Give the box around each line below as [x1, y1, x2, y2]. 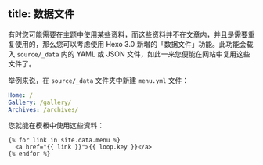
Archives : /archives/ [8, 106, 79, 113]
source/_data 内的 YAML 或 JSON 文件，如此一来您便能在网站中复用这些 [16, 49, 250, 59]
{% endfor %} [8, 150, 51, 158]
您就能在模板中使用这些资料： [8, 120, 104, 131]
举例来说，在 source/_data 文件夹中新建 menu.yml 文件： [8, 75, 189, 84]
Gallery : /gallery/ [8, 99, 72, 106]
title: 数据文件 [8, 7, 75, 21]
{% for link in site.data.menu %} [8, 136, 121, 145]
